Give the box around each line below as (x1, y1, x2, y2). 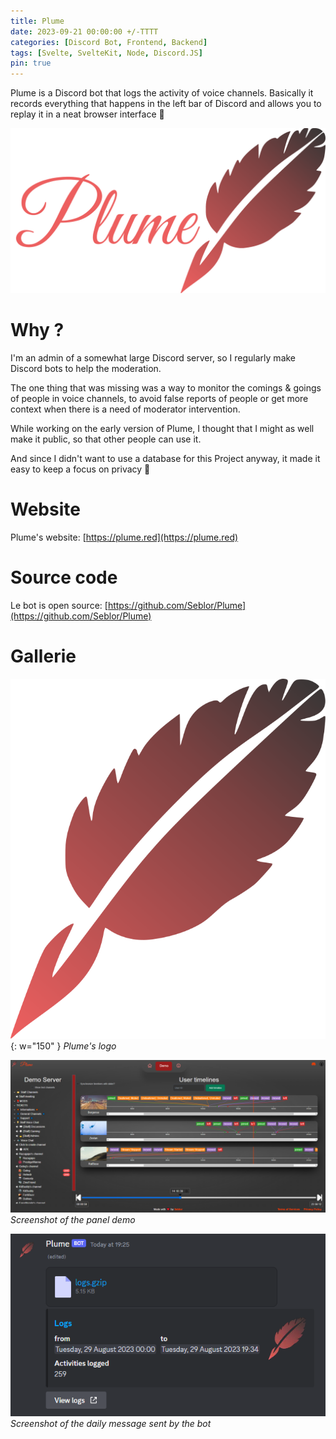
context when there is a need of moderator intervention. (10, 403, 241, 415)
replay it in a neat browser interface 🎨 (10, 108, 165, 120)
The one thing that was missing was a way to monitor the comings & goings (10, 381, 322, 394)
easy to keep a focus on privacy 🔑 (10, 463, 151, 475)
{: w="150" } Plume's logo (10, 1040, 117, 1052)
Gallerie (10, 645, 77, 667)
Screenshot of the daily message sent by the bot (10, 1417, 212, 1429)
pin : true (10, 58, 52, 69)
